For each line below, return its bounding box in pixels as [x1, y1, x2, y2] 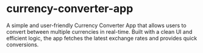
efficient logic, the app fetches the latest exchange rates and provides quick [6, 34, 198, 42]
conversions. [6, 41, 39, 48]
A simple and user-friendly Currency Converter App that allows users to [6, 22, 187, 29]
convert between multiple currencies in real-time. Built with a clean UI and [6, 28, 193, 35]
